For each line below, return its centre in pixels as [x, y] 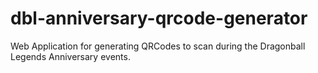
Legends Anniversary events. [70, 56]
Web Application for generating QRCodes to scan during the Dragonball [158, 46]
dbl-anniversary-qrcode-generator [159, 18]
